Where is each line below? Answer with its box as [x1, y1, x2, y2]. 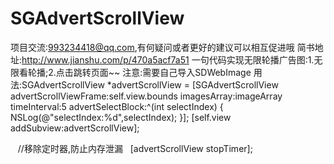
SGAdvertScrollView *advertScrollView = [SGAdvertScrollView [21, 78, 279, 91]
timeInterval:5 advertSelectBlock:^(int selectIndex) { [10, 100, 224, 112]
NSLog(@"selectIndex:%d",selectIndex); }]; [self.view [10, 111, 232, 123]
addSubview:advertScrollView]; [10, 122, 140, 134]
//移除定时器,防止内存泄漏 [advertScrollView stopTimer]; [17, 142, 253, 154]
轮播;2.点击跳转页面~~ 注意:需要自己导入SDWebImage [27, 66, 252, 78]
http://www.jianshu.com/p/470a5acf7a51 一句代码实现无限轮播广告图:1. [21, 53, 315, 66]
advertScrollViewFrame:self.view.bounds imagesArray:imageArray [10, 90, 283, 102]
